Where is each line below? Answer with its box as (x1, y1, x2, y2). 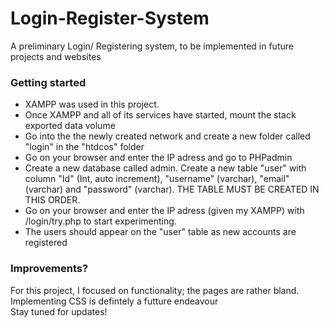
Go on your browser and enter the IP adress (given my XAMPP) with (24, 205, 305, 217)
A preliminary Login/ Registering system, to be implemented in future (10, 40, 294, 52)
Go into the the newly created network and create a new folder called (24, 130, 311, 142)
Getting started (10, 75, 87, 89)
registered (24, 237, 68, 249)
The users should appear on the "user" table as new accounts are (24, 226, 297, 238)
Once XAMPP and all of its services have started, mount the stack (24, 109, 297, 121)
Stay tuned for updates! (10, 305, 108, 317)
